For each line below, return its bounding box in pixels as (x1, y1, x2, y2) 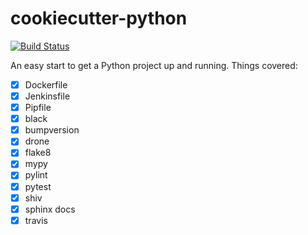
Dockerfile (24, 78, 68, 91)
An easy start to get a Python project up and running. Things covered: (10, 59, 298, 71)
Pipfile (24, 102, 52, 114)
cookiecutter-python (10, 7, 188, 30)
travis (24, 214, 48, 226)
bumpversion (24, 124, 80, 136)
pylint (24, 169, 48, 181)
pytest (24, 180, 52, 192)
